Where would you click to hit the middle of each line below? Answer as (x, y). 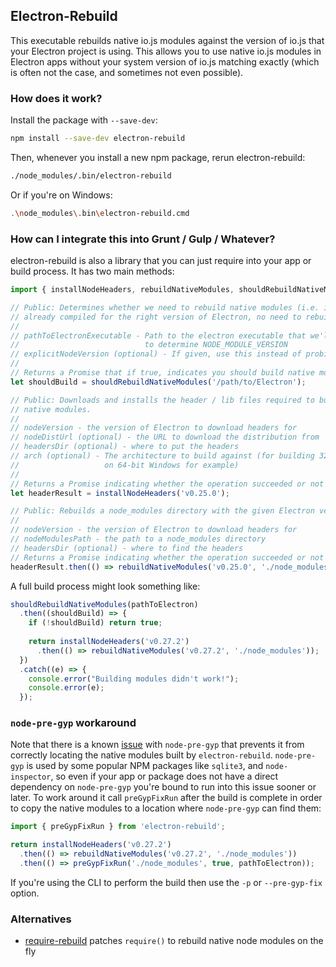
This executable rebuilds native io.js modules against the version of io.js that (167, 40)
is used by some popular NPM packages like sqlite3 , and (145, 766)
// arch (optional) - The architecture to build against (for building (162, 456)
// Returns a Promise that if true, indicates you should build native (162, 373)
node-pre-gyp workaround (73, 723)
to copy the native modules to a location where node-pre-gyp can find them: (166, 808)
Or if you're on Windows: (61, 195)
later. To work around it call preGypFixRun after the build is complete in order (166, 798)
